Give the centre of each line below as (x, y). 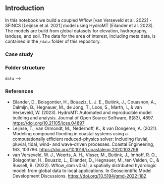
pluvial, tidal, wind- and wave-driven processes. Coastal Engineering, (83, 144)
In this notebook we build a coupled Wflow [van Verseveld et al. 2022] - (79, 20)
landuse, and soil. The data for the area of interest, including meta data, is (81, 36)
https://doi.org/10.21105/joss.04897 (49, 123)
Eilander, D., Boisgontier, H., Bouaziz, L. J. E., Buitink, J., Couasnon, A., (84, 102)
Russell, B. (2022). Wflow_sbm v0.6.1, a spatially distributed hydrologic (84, 166)
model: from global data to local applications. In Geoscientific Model (82, 171)
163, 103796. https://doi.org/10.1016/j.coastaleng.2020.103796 (75, 150)
